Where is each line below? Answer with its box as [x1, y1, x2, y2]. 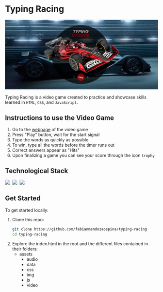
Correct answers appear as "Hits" [12, 147, 80, 153]
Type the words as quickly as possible [12, 137, 89, 143]
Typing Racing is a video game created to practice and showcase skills [5, 94, 147, 100]
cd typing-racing [12, 232, 48, 237]
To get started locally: [5, 207, 49, 213]
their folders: [12, 246, 38, 252]
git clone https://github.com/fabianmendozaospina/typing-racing [12, 227, 147, 232]
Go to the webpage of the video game [12, 127, 88, 133]
